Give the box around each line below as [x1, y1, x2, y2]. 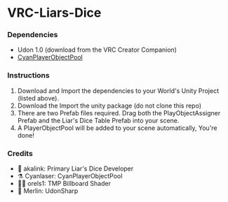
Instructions [7, 71, 51, 80]
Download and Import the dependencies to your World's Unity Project [17, 86, 220, 95]
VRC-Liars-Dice [7, 5, 102, 21]
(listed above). [17, 94, 60, 102]
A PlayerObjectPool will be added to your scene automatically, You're [17, 124, 217, 132]
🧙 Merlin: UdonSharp [17, 187, 79, 195]
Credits [7, 148, 33, 158]
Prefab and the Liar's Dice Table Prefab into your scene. [17, 116, 180, 124]
